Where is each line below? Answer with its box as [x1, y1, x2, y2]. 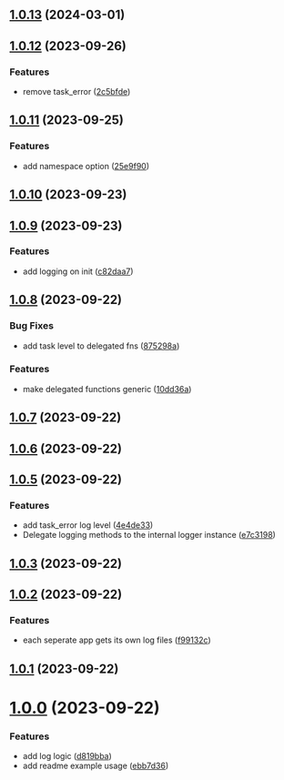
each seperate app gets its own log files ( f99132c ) [22, 634, 211, 645]
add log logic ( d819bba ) [22, 751, 112, 762]
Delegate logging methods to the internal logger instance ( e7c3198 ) [22, 530, 276, 541]
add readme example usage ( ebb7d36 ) [22, 760, 169, 772]
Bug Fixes [9, 319, 55, 332]
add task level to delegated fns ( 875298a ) [22, 340, 180, 351]
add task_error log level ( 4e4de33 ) [22, 520, 154, 531]
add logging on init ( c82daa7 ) [22, 266, 134, 277]
